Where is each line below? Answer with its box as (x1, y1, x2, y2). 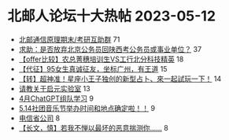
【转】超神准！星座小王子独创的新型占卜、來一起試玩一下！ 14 (18, 74, 222, 83)
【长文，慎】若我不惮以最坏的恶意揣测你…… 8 (18, 123, 168, 132)
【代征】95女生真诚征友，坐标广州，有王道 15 (18, 64, 168, 73)
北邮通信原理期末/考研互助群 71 (18, 35, 120, 44)
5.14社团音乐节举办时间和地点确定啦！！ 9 (18, 103, 155, 112)
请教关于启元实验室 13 (18, 83, 91, 93)
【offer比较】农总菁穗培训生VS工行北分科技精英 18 (18, 54, 184, 64)
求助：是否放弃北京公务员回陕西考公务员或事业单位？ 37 (18, 44, 202, 53)
